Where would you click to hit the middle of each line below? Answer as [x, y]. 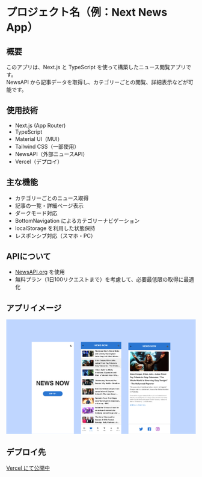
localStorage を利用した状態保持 [55, 228]
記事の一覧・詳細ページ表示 [49, 205]
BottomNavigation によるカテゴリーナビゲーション [77, 220]
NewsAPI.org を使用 [40, 272]
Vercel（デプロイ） [39, 161]
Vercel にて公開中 [28, 468]
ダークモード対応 [36, 213]
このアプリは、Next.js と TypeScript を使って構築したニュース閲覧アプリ [96, 67]
